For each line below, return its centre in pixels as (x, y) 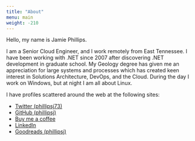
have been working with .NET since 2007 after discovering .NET (85, 58)
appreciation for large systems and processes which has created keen (93, 70)
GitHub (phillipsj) (36, 113)
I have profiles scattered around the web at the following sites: (83, 95)
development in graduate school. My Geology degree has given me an (93, 64)
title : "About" (25, 12)
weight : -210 (22, 23)
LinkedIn (25, 125)
